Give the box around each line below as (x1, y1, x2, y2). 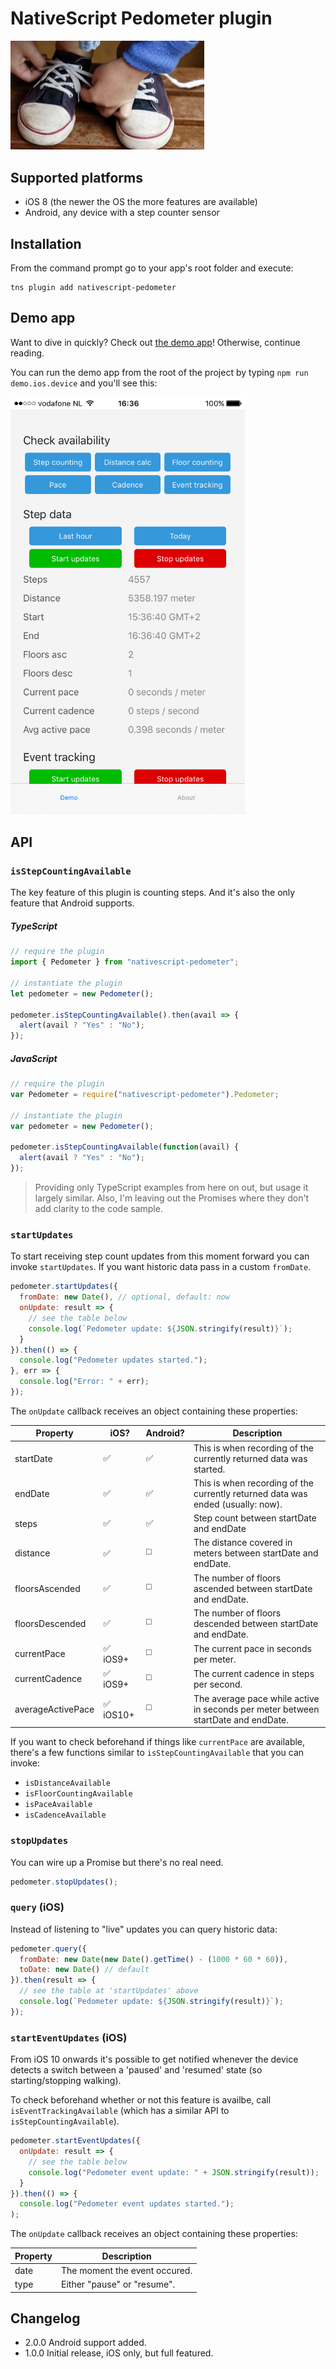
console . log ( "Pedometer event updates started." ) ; (19, 2199, 235, 2209)
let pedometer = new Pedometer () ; (10, 988, 155, 999)
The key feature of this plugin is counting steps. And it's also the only (10, 887, 296, 899)
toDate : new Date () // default (19, 1965, 150, 1975)
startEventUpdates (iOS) (10, 2030, 128, 2044)
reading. (10, 347, 45, 359)
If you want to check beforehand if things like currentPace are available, (10, 1736, 306, 1748)
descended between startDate (193, 1617, 319, 1629)
